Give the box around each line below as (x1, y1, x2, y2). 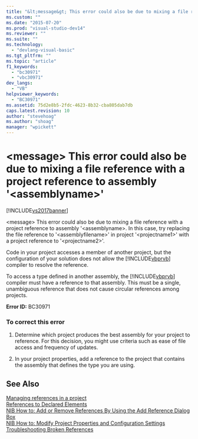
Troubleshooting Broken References (6, 426, 94, 433)
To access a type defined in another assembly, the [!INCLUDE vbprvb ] (6, 273, 176, 280)
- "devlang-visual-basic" (11, 47, 75, 53)
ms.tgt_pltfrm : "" (6, 53, 51, 59)
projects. (6, 291, 28, 299)
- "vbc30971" (11, 75, 44, 80)
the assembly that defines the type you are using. (14, 361, 136, 369)
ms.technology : (6, 42, 44, 48)
